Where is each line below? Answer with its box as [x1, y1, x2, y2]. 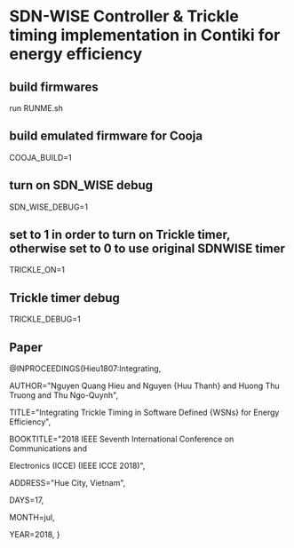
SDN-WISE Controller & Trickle [9, 6, 240, 27]
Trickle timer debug [9, 290, 120, 306]
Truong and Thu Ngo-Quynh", [9, 390, 118, 401]
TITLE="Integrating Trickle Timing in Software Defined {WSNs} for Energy [9, 407, 280, 418]
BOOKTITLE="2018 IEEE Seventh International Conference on [9, 433, 234, 445]
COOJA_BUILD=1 [9, 152, 73, 163]
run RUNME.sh [9, 103, 64, 113]
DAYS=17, [9, 495, 44, 505]
